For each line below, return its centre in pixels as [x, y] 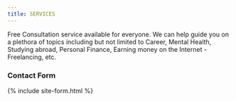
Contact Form [32, 75]
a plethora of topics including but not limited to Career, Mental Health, [109, 42]
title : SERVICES [31, 14]
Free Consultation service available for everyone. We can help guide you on [118, 34]
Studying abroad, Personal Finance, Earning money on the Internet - [107, 49]
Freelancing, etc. [32, 57]
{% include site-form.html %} [50, 90]
